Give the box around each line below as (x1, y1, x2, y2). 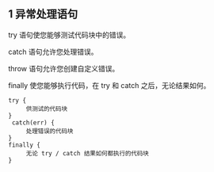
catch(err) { (11, 118, 55, 127)
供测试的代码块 (25, 105, 68, 113)
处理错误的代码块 (25, 127, 74, 135)
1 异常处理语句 (8, 7, 78, 21)
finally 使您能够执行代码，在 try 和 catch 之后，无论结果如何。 (8, 80, 211, 90)
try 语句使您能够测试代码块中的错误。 (8, 30, 131, 40)
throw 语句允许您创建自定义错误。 (8, 63, 120, 73)
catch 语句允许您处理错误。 (8, 47, 98, 56)
